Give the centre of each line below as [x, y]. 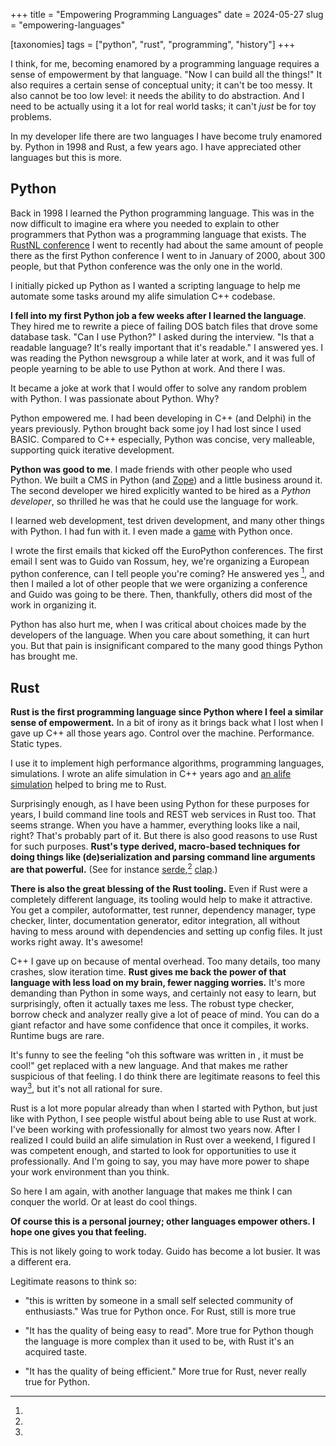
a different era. [41, 1261]
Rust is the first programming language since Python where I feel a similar [167, 712]
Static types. [36, 744]
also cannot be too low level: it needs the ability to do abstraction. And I [157, 95]
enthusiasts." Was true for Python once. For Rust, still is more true [160, 1311]
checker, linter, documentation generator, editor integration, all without [155, 920]
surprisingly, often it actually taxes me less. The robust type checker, [152, 1003]
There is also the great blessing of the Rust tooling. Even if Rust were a [159, 888]
